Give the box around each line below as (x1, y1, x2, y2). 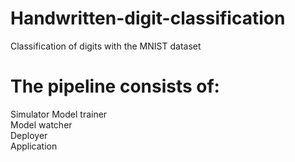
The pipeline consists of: (10, 75, 220, 98)
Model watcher (10, 118, 73, 131)
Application (10, 140, 58, 152)
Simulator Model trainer (10, 108, 108, 120)
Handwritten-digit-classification (10, 7, 286, 30)
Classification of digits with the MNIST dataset (10, 40, 202, 52)
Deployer (10, 129, 48, 141)
